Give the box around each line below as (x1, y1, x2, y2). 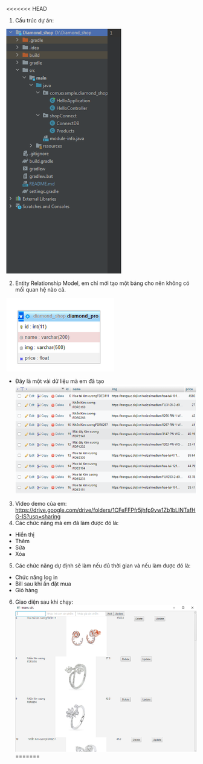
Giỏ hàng (14, 586, 38, 593)
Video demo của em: (14, 500, 67, 507)
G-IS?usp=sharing (14, 512, 61, 520)
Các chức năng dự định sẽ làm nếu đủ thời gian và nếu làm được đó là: (14, 562, 191, 569)
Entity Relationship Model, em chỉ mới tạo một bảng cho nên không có (14, 279, 190, 287)
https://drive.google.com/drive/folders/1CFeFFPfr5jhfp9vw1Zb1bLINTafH (14, 506, 196, 514)
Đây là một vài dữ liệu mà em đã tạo (14, 377, 105, 385)
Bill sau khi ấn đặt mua (14, 580, 71, 587)
